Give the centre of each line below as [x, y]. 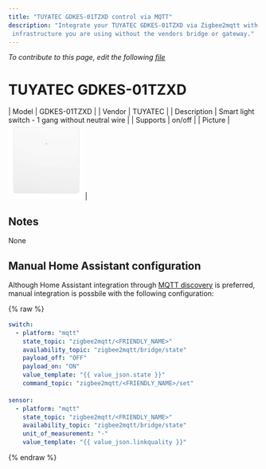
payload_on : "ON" [51, 367]
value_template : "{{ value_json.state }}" [94, 375]
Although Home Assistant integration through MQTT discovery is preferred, [132, 285]
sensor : [21, 400]
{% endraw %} [33, 458]
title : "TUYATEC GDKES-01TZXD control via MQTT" [90, 17]
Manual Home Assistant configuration [105, 266]
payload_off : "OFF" [55, 358]
